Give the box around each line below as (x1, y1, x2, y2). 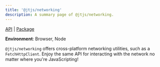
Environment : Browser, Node (5, 36, 67, 42)
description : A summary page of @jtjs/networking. (5, 12, 114, 17)
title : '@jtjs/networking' (5, 7, 62, 13)
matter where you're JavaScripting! (5, 56, 79, 62)
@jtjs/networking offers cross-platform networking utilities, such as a (5, 45, 150, 51)
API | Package (5, 26, 34, 32)
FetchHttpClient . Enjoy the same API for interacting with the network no (5, 51, 155, 57)
